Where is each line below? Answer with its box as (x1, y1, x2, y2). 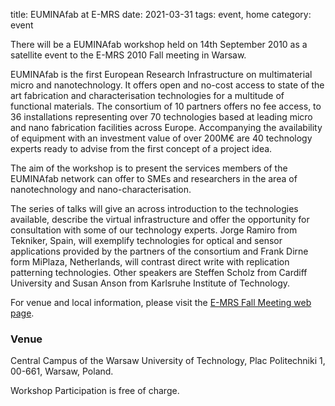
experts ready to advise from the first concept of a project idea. (10, 143, 273, 154)
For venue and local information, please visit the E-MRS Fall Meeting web (10, 297, 312, 308)
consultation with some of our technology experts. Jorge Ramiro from (10, 224, 298, 236)
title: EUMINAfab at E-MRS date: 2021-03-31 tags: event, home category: (10, 9, 312, 20)
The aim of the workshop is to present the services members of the (10, 162, 288, 174)
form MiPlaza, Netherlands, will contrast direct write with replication (10, 256, 290, 268)
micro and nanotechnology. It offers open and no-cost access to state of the (10, 79, 325, 91)
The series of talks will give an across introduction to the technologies (10, 203, 299, 214)
